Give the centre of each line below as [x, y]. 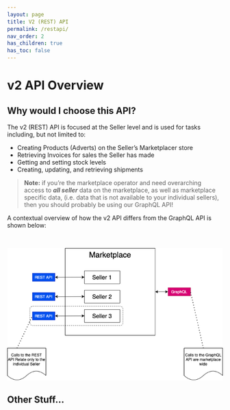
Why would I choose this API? [72, 111]
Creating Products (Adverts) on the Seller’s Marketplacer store [105, 148]
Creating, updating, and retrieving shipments [80, 169]
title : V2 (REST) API [38, 22]
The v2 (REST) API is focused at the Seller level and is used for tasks [104, 127]
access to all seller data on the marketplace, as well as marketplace [119, 190]
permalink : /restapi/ [38, 29]
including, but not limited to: [47, 134]
